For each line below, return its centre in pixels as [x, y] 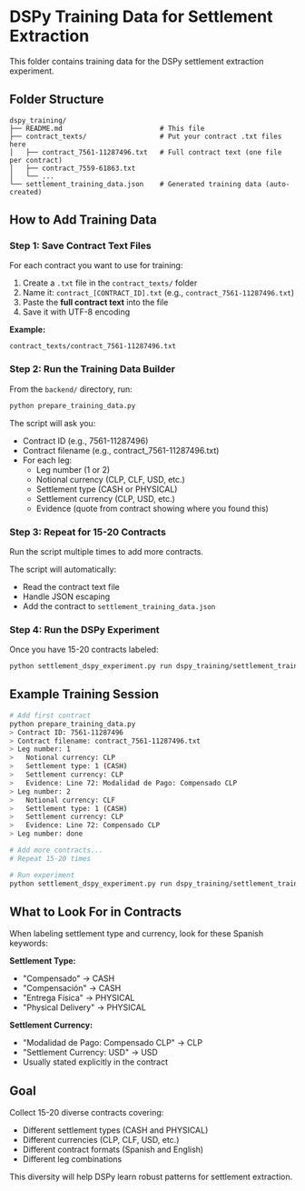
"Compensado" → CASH [69, 978]
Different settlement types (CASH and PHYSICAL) [115, 1130]
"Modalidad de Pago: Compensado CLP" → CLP [112, 1043]
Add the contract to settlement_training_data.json [119, 606]
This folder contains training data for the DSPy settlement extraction [137, 61]
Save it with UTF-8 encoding [76, 312]
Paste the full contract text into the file [95, 303]
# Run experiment [42, 875]
